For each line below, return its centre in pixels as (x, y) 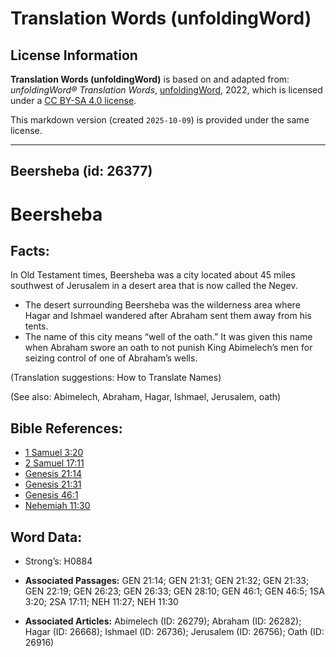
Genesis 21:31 (53, 484)
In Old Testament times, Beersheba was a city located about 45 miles (153, 275)
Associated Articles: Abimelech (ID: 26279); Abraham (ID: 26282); (163, 621)
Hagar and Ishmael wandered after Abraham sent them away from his (168, 316)
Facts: (30, 250)
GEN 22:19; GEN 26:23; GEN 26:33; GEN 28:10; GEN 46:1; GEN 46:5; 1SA (174, 591)
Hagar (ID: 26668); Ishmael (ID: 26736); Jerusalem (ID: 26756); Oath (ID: (174, 632)
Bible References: (66, 428)
